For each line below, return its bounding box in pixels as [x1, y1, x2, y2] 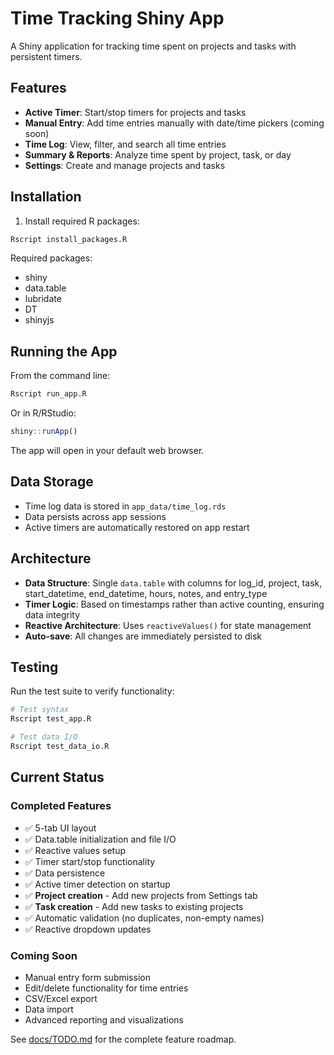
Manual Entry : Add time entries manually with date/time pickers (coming [24, 117, 325, 129]
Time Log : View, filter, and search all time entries [24, 138, 227, 150]
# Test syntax [10, 705, 70, 715]
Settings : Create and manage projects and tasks [24, 159, 226, 171]
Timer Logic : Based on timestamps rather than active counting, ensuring [24, 598, 325, 610]
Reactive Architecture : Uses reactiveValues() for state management [24, 619, 312, 631]
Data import [24, 1003, 74, 1015]
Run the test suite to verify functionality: [10, 685, 175, 697]
